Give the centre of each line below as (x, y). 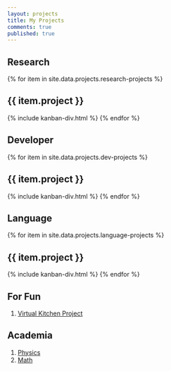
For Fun (24, 296)
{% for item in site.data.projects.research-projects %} (85, 79)
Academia (30, 335)
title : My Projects (36, 20)
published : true (31, 33)
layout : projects (33, 14)
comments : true (30, 27)
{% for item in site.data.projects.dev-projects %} (77, 157)
